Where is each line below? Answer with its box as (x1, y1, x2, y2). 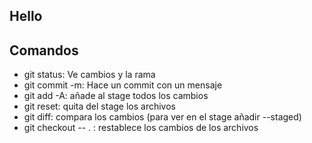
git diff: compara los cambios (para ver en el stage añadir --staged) (23, 111, 302, 123)
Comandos (9, 42, 79, 59)
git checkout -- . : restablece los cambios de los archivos (23, 122, 259, 134)
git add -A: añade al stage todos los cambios (23, 90, 209, 102)
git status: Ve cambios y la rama (23, 69, 156, 81)
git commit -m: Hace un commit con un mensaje (23, 79, 223, 91)
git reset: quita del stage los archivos (23, 100, 176, 113)
